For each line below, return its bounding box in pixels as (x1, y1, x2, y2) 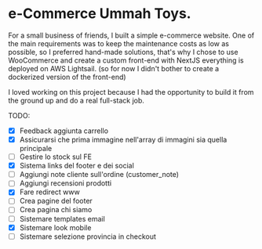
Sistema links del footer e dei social (19, 161, 135, 171)
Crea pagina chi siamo (19, 205, 93, 215)
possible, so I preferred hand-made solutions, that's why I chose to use (8, 47, 238, 56)
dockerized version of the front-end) (8, 72, 127, 81)
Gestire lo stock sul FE (19, 152, 93, 161)
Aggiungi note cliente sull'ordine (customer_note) (19, 170, 179, 179)
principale (19, 144, 53, 153)
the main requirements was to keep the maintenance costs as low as (8, 38, 230, 48)
